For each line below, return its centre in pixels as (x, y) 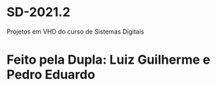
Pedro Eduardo (51, 75)
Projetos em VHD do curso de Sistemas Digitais (75, 31)
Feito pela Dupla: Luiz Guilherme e (108, 60)
